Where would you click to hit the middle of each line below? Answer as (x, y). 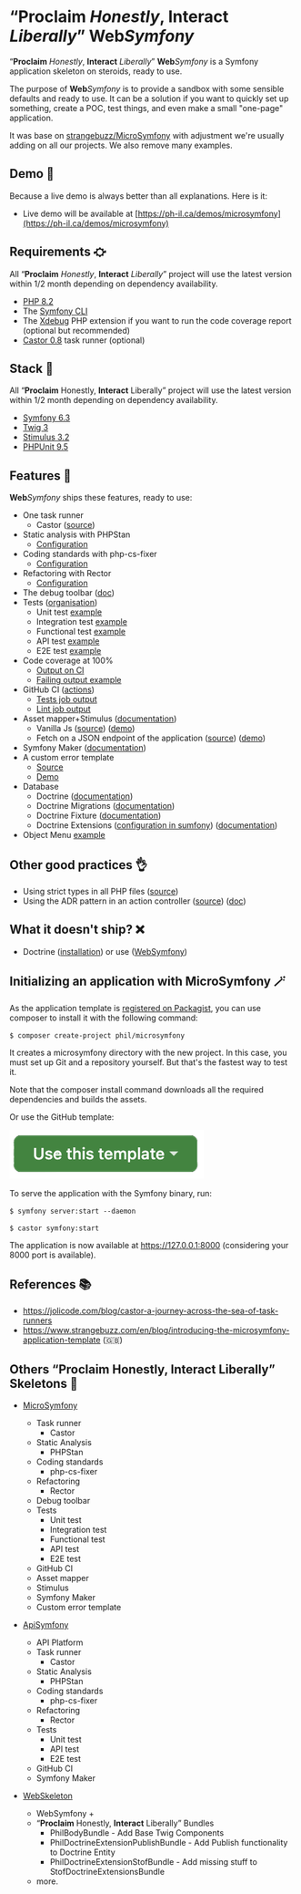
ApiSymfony (45, 1625)
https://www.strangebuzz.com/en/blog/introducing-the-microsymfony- (156, 1330)
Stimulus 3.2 (46, 437)
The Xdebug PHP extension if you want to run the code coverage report (157, 320)
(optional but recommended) (76, 330)
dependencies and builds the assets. (78, 1099)
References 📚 (50, 1284)
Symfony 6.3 (46, 418)
